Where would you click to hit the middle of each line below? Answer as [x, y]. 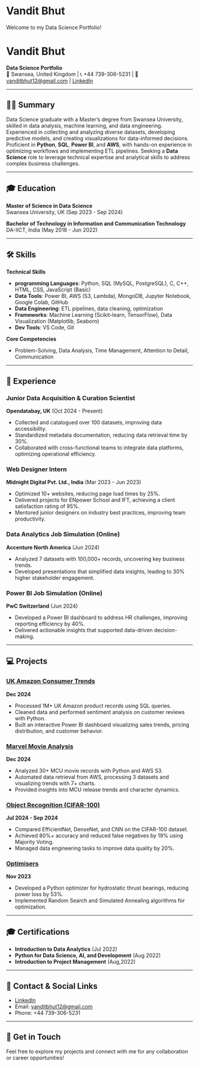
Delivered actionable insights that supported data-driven [84, 630]
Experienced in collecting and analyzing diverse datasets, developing [91, 132]
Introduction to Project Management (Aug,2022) [75, 962]
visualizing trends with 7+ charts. [55, 783]
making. [24, 636]
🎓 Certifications [38, 932]
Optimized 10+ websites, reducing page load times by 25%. [87, 494]
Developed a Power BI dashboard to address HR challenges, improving [101, 617]
